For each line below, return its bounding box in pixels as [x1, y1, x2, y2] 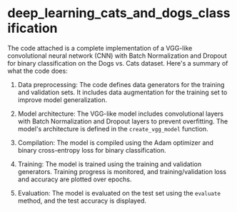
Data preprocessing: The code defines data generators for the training [17, 80, 225, 89]
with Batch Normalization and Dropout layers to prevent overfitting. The [17, 116, 228, 126]
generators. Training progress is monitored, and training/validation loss [17, 167, 227, 176]
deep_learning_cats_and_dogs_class [7, 5, 231, 21]
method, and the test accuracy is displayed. [17, 196, 146, 205]
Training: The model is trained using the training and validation [17, 159, 202, 168]
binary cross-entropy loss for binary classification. [17, 146, 166, 154]
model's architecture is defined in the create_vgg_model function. [17, 124, 208, 133]
